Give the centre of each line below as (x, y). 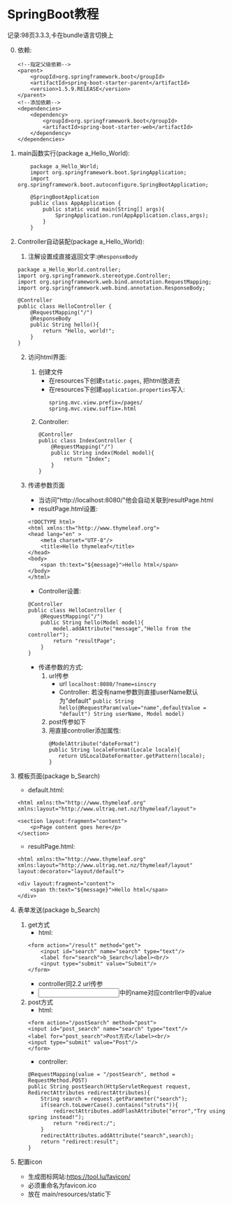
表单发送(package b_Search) (59, 910)
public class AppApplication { (76, 203)
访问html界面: (48, 357)
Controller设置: (60, 591)
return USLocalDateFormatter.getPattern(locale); (132, 756)
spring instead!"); (56, 1117)
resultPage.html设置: (68, 509)
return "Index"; (87, 459)
